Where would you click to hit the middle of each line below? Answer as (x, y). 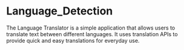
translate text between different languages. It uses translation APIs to (92, 34)
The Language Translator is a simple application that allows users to (91, 28)
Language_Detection (60, 11)
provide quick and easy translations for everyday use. (73, 40)
